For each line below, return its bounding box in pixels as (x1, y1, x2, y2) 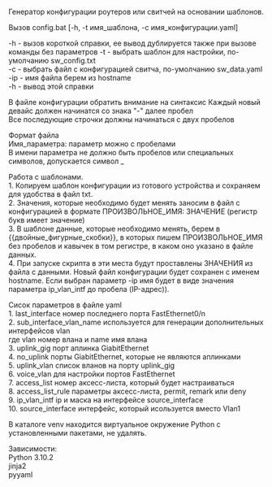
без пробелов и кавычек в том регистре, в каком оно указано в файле (8, 241, 254, 250)
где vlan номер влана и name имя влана (8, 335, 148, 344)
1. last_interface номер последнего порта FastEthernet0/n (8, 309, 205, 318)
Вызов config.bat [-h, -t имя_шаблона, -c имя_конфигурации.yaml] (8, 23, 239, 32)
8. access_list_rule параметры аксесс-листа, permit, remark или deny (8, 386, 247, 396)
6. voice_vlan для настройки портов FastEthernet (8, 369, 176, 379)
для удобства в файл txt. (8, 189, 93, 198)
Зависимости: (8, 444, 58, 454)
